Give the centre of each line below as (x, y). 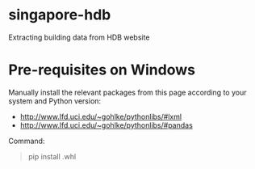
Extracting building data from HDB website (79, 37)
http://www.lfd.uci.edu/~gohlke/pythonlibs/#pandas (107, 125)
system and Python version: (55, 101)
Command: (27, 141)
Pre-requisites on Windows (102, 70)
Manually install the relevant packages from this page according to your (127, 92)
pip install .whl (52, 156)
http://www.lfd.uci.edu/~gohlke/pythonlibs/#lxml (101, 116)
